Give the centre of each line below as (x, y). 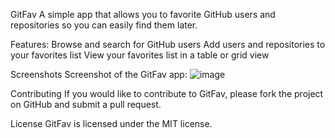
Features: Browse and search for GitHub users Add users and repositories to (168, 44)
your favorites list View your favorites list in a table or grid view (140, 55)
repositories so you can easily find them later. (104, 25)
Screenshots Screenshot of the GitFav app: (99, 74)
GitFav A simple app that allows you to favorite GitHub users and (143, 14)
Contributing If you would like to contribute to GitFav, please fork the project (167, 93)
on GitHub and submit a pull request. (86, 104)
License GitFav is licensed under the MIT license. (111, 123)
